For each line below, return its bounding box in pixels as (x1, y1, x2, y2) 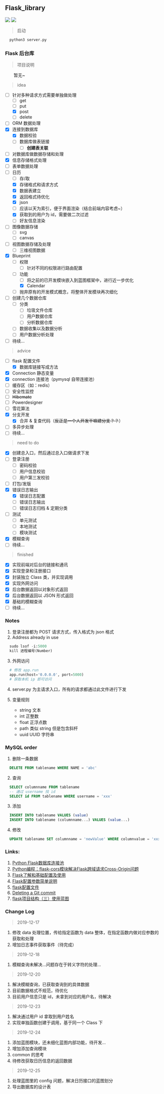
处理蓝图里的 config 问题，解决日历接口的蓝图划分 (12, 1077, 113, 1083)
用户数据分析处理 (19, 332, 54, 338)
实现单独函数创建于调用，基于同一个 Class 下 (12, 1019, 103, 1026)
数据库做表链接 (19, 139, 50, 145)
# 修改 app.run (9, 667, 39, 673)
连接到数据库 (12, 127, 38, 132)
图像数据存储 (12, 224, 38, 230)
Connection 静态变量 (12, 370, 54, 376)
